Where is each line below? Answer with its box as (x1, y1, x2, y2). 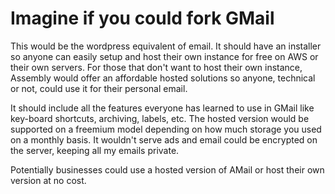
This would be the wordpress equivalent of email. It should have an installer (10, 40, 322, 52)
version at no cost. (10, 174, 87, 186)
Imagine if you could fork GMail (10, 7, 275, 30)
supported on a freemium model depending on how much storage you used (10, 123, 322, 135)
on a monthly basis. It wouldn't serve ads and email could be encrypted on (10, 133, 318, 146)
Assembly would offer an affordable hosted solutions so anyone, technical (10, 72, 316, 84)
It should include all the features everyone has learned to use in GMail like (10, 102, 315, 114)
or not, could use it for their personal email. (10, 82, 188, 94)
